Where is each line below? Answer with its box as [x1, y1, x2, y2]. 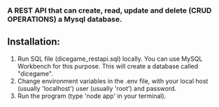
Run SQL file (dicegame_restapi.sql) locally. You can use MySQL [17, 55, 203, 63]
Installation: [7, 36, 61, 48]
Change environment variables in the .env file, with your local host [17, 76, 209, 85]
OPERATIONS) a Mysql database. [7, 14, 122, 24]
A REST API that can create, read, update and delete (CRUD [7, 6, 212, 15]
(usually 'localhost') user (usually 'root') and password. [17, 84, 177, 92]
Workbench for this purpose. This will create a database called [17, 62, 199, 70]
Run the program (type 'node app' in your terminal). [17, 92, 167, 100]
